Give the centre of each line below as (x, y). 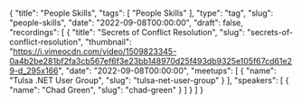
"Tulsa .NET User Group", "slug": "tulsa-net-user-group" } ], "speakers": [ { (149, 80)
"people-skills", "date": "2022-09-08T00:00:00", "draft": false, (127, 23)
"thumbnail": (109, 42)
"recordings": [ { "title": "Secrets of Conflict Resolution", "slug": (127, 32)
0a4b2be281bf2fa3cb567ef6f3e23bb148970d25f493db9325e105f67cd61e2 (151, 61)
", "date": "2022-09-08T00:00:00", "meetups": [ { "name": (167, 71)
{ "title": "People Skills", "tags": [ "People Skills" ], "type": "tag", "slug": (142, 13)
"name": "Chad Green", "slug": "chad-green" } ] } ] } (106, 90)
